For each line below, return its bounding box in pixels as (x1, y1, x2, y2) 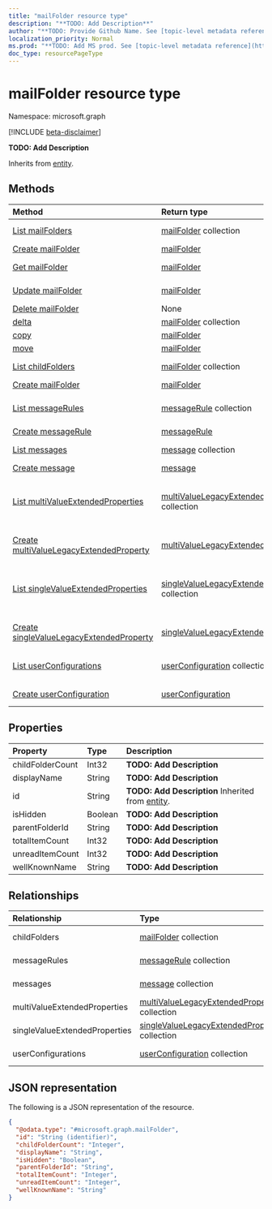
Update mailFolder (12, 285, 83, 296)
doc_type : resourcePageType (8, 49, 104, 58)
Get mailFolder (12, 261, 68, 273)
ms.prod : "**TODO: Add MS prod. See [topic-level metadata (8, 42, 212, 50)
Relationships (8, 888, 79, 902)
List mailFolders (12, 225, 73, 236)
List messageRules (12, 402, 84, 414)
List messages (12, 444, 67, 455)
